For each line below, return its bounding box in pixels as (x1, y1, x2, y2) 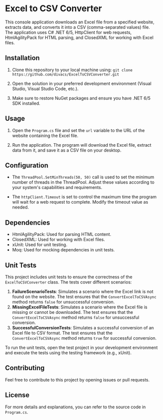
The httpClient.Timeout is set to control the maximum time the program (12, 194, 157, 200)
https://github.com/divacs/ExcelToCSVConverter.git (12, 72, 119, 77)
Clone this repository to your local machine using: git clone (12, 67, 133, 73)
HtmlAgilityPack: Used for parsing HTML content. (12, 231, 111, 237)
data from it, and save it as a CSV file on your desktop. (12, 147, 122, 153)
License (5, 391, 30, 400)
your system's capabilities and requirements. (12, 185, 102, 191)
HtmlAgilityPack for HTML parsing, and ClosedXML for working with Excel (5, 35, 154, 40)
